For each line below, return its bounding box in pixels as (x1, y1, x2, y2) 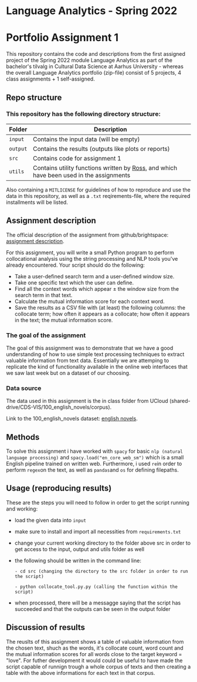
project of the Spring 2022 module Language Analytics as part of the (6, 57, 173, 64)
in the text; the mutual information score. (14, 316, 113, 324)
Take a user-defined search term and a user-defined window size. (14, 273, 175, 280)
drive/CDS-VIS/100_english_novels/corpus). (6, 404, 112, 411)
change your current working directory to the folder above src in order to (14, 539, 191, 546)
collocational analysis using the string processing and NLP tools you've (6, 255, 178, 262)
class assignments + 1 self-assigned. (6, 75, 95, 83)
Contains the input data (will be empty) (33, 135, 140, 143)
